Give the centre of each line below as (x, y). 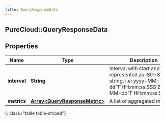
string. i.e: (121, 81)
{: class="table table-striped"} (36, 113)
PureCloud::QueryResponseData (56, 30)
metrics (17, 101)
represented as (127, 74)
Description (144, 60)
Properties (22, 46)
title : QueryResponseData (31, 10)
